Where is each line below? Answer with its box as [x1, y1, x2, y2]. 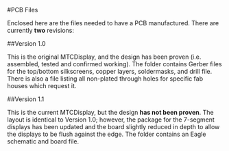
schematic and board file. [7, 137, 80, 146]
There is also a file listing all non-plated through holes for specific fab [7, 74, 204, 83]
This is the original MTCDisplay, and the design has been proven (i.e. [7, 53, 202, 61]
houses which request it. [7, 82, 77, 90]
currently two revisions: [7, 27, 74, 34]
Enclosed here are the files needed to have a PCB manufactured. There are [7, 19, 219, 27]
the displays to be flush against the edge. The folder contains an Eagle [7, 130, 206, 138]
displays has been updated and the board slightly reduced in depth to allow [7, 123, 220, 131]
